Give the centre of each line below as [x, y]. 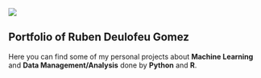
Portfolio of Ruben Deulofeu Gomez [99, 37]
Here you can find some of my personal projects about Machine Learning [131, 56]
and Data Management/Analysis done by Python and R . [103, 65]
